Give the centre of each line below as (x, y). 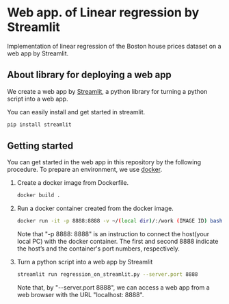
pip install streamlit (39, 125)
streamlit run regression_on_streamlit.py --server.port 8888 (107, 275)
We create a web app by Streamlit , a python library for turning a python (107, 91)
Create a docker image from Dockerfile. (72, 183)
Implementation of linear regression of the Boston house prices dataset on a (114, 46)
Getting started (40, 146)
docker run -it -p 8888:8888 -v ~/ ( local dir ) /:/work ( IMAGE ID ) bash (120, 221)
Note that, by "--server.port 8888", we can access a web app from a (113, 288)
